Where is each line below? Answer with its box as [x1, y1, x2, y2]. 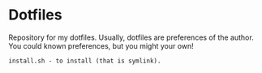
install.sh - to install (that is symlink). [8, 57, 161, 65]
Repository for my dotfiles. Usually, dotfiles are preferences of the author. [8, 32, 254, 42]
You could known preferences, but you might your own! [8, 41, 195, 50]
